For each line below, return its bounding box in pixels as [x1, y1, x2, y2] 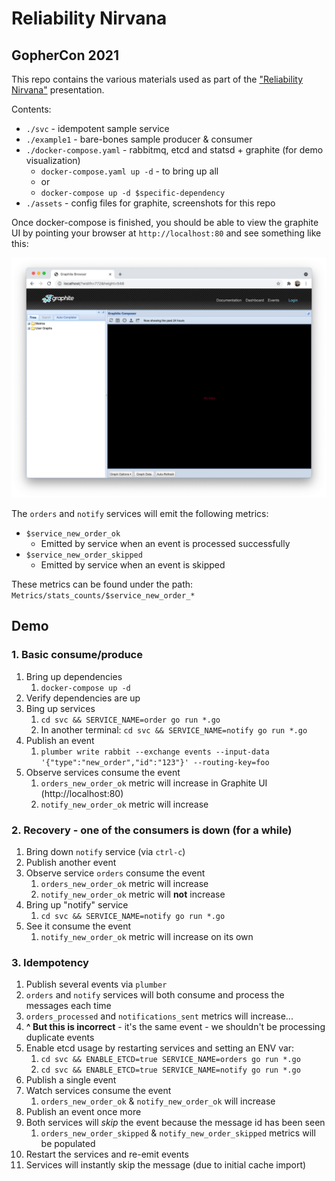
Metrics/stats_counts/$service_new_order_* [11, 590, 196, 601]
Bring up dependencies [25, 670, 123, 682]
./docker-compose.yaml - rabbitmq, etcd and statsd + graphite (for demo [25, 144, 324, 156]
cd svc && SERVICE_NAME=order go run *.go [40, 715, 221, 725]
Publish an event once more [25, 1106, 142, 1118]
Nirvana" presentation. [11, 84, 105, 96]
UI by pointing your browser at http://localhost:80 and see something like [11, 227, 322, 239]
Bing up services [25, 702, 96, 714]
